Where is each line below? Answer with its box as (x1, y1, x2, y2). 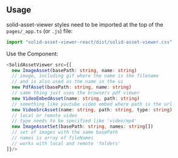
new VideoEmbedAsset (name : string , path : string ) (12, 95, 140, 102)
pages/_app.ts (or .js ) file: (6, 27, 73, 35)
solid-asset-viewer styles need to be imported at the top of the (6, 21, 163, 28)
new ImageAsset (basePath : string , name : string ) (12, 67, 137, 73)
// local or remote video (12, 112, 78, 119)
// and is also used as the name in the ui (12, 79, 123, 85)
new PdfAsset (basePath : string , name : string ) (12, 84, 132, 90)
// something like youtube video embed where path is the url (12, 101, 173, 107)
